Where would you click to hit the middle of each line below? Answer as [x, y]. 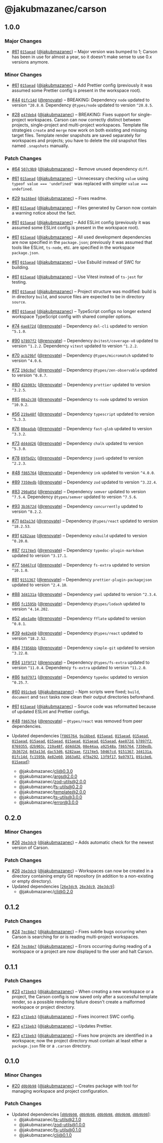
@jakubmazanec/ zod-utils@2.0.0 [52, 782]
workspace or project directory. [43, 1007]
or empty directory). [32, 881]
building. [20, 267]
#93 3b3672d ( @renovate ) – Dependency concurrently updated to [77, 506]
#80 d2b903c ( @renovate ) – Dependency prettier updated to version [81, 385]
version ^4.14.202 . [30, 609]
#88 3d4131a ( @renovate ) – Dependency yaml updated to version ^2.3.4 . [84, 594]
